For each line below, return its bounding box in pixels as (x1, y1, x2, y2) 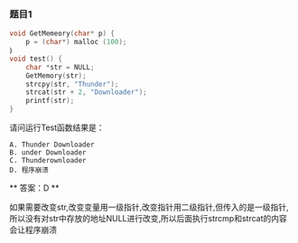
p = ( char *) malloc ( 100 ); (25, 38, 127, 47)
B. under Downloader (9, 148, 88, 157)
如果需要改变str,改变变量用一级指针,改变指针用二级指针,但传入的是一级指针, (9, 201, 289, 213)
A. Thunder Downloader (9, 140, 95, 150)
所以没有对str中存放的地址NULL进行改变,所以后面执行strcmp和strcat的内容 (9, 213, 287, 224)
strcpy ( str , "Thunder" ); (25, 79, 119, 89)
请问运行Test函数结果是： (9, 122, 106, 133)
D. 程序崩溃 (9, 165, 50, 175)
